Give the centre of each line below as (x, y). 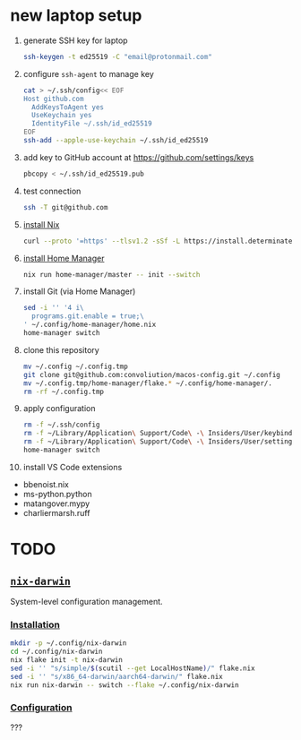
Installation (35, 624)
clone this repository (61, 349)
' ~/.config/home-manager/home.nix (90, 325)
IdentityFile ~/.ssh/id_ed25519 (92, 124)
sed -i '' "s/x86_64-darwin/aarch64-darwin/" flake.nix (116, 676)
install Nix (41, 224)
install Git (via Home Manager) (79, 291)
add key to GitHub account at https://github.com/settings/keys (138, 157)
